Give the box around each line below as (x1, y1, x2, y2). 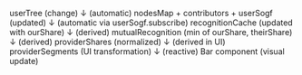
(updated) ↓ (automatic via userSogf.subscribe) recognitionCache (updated (9, 17, 293, 28)
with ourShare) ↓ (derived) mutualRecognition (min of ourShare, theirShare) (9, 27, 293, 37)
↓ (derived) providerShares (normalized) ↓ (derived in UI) (9, 36, 226, 47)
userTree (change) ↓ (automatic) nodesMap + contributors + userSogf (9, 8, 274, 18)
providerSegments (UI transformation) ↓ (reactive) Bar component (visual (9, 46, 286, 57)
